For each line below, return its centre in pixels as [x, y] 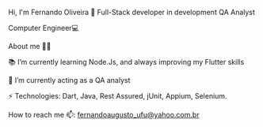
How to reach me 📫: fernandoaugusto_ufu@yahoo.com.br [104, 115]
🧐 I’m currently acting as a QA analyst [69, 80]
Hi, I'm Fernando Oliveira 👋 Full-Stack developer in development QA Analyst [132, 12]
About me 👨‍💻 [30, 46]
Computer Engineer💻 [44, 28]
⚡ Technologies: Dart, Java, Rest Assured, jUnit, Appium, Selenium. [118, 96]
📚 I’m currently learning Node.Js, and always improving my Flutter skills [126, 62]
